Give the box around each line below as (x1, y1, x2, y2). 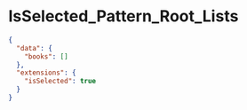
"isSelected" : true (24, 77, 97, 86)
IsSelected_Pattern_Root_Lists (8, 6, 239, 27)
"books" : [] (24, 51, 68, 61)
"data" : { (16, 43, 52, 52)
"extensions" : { (16, 68, 76, 77)
